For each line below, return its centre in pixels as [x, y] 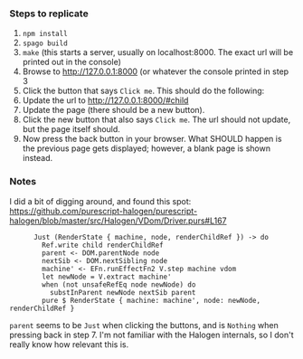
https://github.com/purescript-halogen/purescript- [104, 211]
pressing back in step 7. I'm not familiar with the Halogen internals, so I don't [151, 335]
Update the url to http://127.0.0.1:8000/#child [105, 100]
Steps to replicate [49, 14]
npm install [45, 34]
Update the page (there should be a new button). [114, 110]
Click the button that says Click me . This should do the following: [143, 91]
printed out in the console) [72, 62]
